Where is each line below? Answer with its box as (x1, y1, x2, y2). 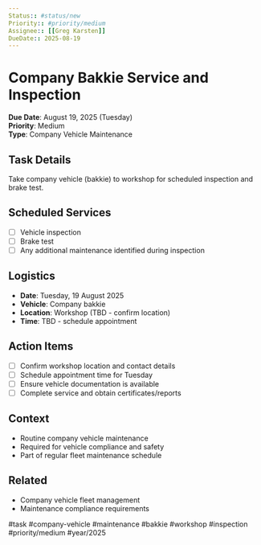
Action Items (8, 339, 74, 354)
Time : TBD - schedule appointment (19, 316, 137, 326)
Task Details (8, 153, 71, 166)
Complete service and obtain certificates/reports (19, 387, 182, 398)
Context (8, 412, 50, 426)
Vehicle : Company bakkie (19, 299, 106, 309)
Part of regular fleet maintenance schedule (19, 450, 162, 460)
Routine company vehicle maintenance (19, 433, 149, 443)
